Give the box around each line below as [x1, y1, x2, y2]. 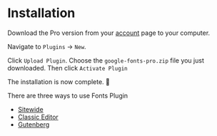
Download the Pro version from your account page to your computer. [7, 28, 211, 37]
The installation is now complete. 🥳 [7, 77, 111, 86]
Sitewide [17, 105, 44, 113]
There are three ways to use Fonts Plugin [7, 91, 128, 100]
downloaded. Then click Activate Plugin [7, 63, 128, 72]
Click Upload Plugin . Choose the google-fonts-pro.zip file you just [7, 56, 205, 65]
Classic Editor [17, 113, 59, 121]
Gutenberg [17, 120, 50, 129]
